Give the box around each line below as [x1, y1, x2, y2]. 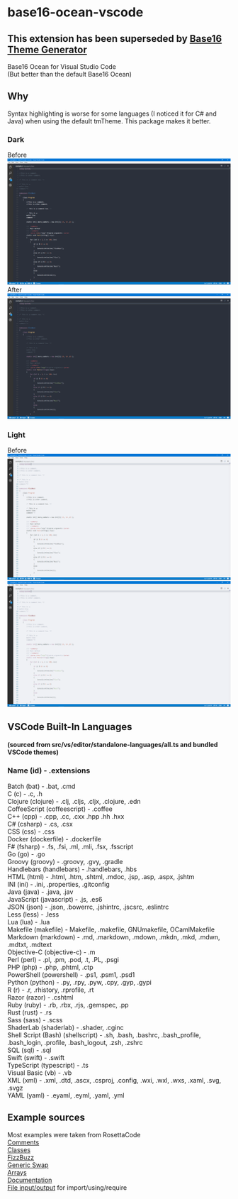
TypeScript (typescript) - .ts [7, 1061, 89, 1069]
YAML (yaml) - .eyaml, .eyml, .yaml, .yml [7, 1090, 125, 1100]
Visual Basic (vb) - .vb [7, 1068, 72, 1077]
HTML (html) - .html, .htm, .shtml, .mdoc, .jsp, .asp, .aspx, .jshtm [7, 872, 195, 880]
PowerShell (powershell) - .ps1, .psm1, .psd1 [7, 970, 135, 979]
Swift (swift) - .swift [7, 1053, 65, 1061]
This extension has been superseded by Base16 [7, 33, 222, 45]
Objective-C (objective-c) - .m [7, 948, 96, 956]
